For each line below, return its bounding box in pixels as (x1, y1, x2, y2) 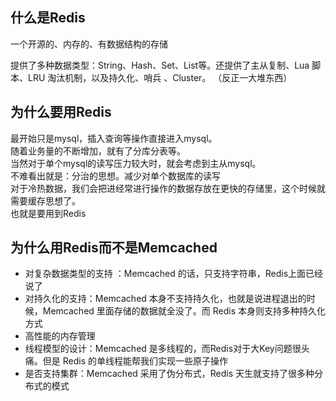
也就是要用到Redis (10, 207, 87, 219)
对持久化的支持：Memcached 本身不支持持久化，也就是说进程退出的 (24, 293, 307, 305)
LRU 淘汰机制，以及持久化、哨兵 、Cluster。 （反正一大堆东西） (27, 71, 293, 83)
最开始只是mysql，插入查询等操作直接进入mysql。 (10, 132, 218, 144)
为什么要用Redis (10, 104, 112, 121)
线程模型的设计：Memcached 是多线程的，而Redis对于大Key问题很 (24, 343, 302, 355)
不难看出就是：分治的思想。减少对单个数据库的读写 (10, 169, 221, 182)
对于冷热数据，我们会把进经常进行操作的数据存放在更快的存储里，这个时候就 (10, 182, 326, 194)
